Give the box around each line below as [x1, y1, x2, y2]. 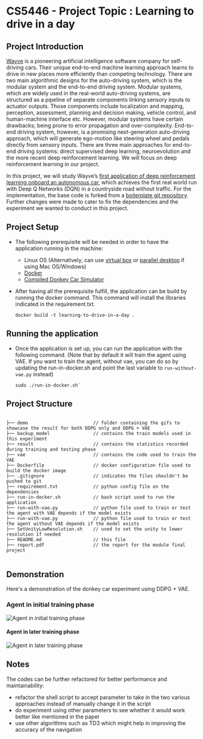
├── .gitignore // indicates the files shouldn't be [6, 473, 188, 479]
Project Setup [6, 222, 59, 232]
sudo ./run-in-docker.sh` [15, 382, 81, 388]
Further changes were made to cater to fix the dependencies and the [6, 198, 179, 205]
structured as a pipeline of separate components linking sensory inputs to [6, 96, 191, 103]
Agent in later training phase [6, 628, 80, 635]
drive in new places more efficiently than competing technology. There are [6, 70, 193, 77]
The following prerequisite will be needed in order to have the [15, 238, 168, 245]
